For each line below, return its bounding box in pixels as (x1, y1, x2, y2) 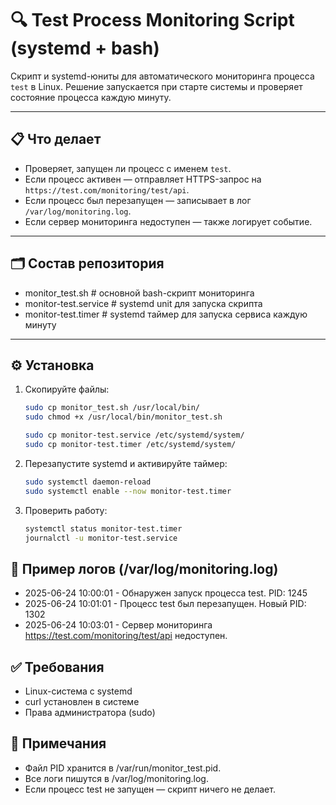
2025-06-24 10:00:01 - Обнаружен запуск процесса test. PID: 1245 (24, 587, 308, 599)
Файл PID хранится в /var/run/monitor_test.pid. (24, 762, 222, 774)
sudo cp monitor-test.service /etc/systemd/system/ (24, 430, 245, 441)
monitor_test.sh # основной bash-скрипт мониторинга (24, 287, 255, 299)
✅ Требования (10, 658, 105, 676)
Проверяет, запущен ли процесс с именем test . (24, 162, 232, 174)
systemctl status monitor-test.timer (24, 523, 183, 534)
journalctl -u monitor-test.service (24, 533, 178, 543)
